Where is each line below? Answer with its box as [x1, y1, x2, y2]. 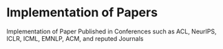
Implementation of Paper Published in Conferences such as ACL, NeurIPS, [6, 27, 217, 35]
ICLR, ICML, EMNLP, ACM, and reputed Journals [6, 34, 144, 42]
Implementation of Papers [6, 5, 158, 20]
